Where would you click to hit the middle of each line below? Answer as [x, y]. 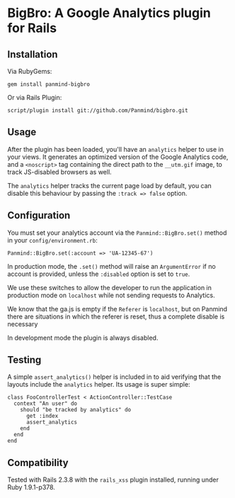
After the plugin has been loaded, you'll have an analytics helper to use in [116, 149]
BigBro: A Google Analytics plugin [109, 13]
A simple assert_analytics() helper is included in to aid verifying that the [114, 377]
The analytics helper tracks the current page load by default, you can [110, 185]
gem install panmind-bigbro [49, 84]
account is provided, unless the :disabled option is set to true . [99, 274]
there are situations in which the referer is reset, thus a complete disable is [116, 316]
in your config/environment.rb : [52, 240]
